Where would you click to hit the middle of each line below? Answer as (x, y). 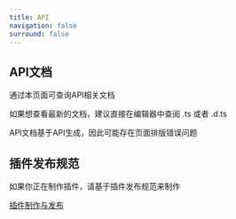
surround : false (39, 34)
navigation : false (43, 26)
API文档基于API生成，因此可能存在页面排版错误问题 (103, 133)
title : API (29, 17)
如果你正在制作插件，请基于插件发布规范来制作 (94, 186)
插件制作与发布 (36, 205)
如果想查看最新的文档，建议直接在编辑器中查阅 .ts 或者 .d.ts (118, 114)
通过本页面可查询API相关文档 (62, 95)
